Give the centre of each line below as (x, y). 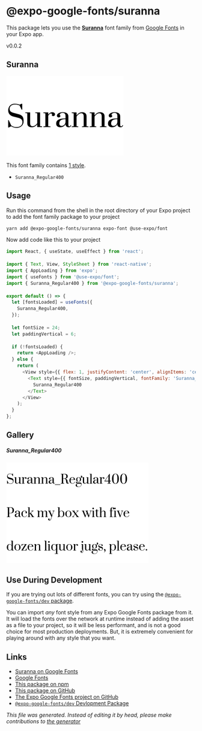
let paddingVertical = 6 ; (44, 334)
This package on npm (42, 684)
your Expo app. (25, 34)
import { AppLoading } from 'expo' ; (52, 271)
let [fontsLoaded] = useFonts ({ (52, 302)
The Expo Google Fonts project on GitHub (66, 697)
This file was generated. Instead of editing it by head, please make (89, 715)
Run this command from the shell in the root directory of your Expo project (98, 210)
